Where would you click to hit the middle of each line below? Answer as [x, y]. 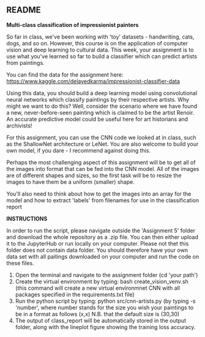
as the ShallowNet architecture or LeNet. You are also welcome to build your [102, 144]
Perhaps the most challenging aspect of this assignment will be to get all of [101, 162]
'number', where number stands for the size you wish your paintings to [104, 307]
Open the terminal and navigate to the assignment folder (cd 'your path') [106, 275]
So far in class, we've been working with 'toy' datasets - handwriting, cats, [100, 37]
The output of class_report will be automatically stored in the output [101, 320]
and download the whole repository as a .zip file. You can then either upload [102, 237]
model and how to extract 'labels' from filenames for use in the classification [103, 200]
